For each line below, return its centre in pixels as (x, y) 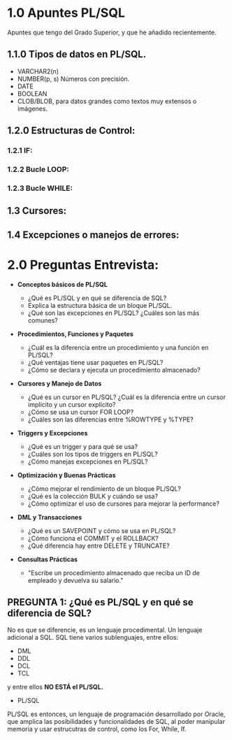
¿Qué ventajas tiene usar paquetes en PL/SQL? (95, 362)
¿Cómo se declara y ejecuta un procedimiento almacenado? (114, 370)
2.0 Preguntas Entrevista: (83, 265)
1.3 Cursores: (37, 211)
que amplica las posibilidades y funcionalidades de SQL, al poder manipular (116, 722)
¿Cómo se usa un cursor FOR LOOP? (81, 412)
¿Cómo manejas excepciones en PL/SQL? (88, 462)
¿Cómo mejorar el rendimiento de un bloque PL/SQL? (104, 488)
